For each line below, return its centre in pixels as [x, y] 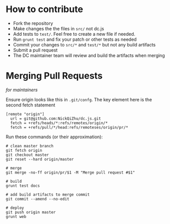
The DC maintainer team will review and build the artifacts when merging [89, 55]
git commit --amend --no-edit [38, 199]
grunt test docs [23, 186]
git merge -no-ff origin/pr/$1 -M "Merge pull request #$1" [71, 173]
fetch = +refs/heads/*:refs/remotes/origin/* [59, 123]
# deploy [15, 208]
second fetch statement [31, 105]
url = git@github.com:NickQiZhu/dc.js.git [56, 119]
